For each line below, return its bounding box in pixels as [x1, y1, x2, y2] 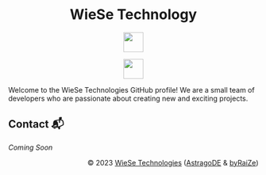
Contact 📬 [8, 117, 64, 131]
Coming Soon [8, 143, 53, 152]
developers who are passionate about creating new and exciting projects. [8, 93, 249, 103]
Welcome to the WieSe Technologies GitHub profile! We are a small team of [8, 85, 256, 94]
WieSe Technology [70, 6, 197, 24]
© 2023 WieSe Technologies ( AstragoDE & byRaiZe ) [87, 158, 259, 167]
